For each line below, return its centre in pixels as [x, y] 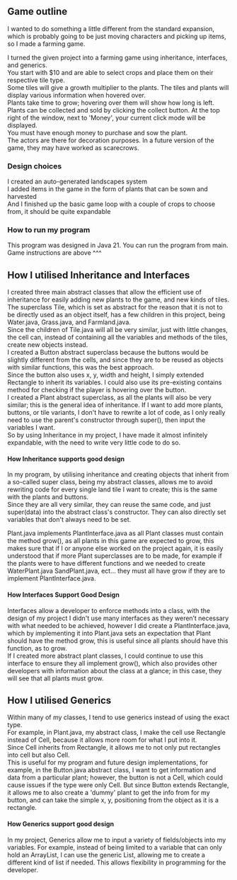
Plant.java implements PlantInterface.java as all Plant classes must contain [116, 533]
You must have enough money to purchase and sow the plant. [98, 132]
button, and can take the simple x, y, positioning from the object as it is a [113, 800]
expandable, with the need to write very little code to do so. [94, 442]
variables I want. [31, 428]
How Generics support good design [61, 824]
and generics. [28, 65]
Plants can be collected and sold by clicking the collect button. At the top [114, 110]
